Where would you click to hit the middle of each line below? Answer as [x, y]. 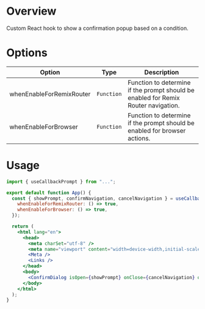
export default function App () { [49, 193]
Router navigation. [154, 105]
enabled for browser [157, 131]
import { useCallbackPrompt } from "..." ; [61, 181]
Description [162, 72]
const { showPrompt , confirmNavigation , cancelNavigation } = [92, 198]
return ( [23, 227]
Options [27, 53]
